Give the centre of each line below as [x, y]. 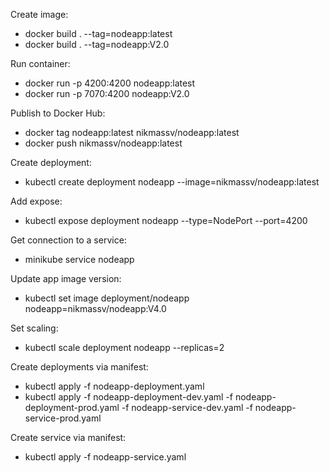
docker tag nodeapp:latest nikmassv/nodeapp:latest [132, 132]
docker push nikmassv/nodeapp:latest [103, 143]
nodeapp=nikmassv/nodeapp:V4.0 [95, 308]
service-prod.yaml [63, 418]
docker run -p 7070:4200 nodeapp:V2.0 [107, 93]
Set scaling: [34, 328]
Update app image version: [66, 278]
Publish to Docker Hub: [58, 113]
